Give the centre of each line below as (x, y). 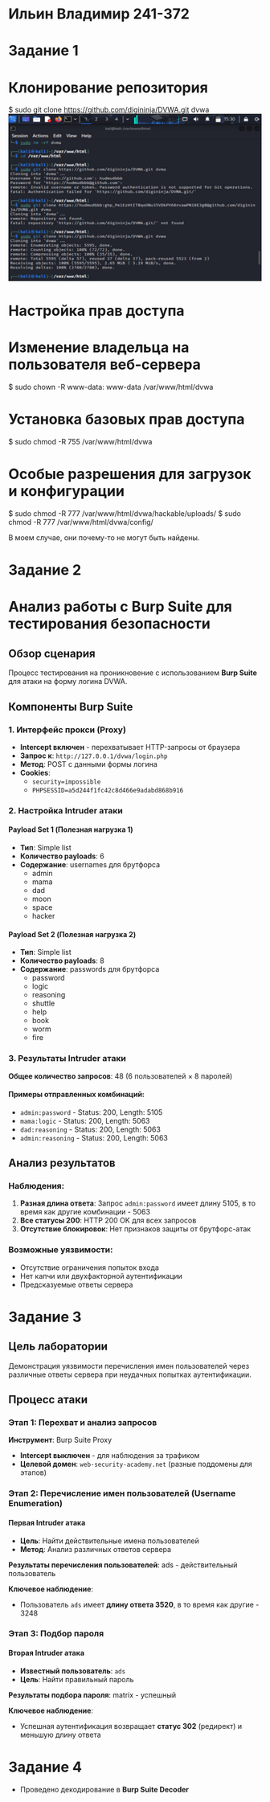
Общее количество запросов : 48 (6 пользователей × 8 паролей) (121, 1076)
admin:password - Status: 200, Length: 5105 (91, 1112)
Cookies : (35, 772)
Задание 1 (43, 51)
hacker (43, 916)
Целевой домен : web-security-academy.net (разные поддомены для (136, 1464)
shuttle (43, 1003)
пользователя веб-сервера (104, 364)
